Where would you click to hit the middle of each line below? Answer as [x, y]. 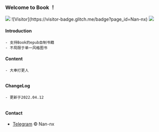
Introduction [18, 31]
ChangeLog [18, 86]
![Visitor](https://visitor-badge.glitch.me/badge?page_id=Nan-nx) [79, 19]
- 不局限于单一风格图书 [26, 48]
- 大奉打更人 [17, 70]
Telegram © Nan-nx [33, 124]
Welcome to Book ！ [30, 7]
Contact [14, 113]
